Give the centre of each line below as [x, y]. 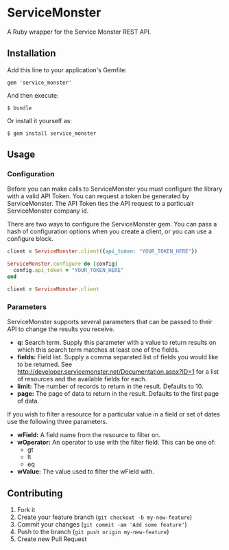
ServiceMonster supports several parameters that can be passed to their [110, 322]
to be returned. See [45, 364]
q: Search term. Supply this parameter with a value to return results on [117, 343]
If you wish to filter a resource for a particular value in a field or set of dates [114, 414]
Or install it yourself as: [39, 120]
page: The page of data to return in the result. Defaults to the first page [118, 394]
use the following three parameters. [58, 422]
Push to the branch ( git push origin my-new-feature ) [93, 531]
